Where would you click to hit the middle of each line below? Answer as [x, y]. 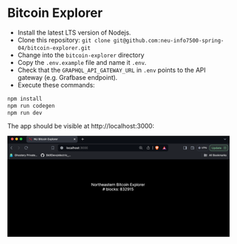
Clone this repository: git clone [64, 39]
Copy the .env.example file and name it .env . [82, 62]
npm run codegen [31, 106]
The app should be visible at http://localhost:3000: [81, 126]
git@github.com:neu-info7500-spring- [169, 40]
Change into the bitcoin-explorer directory [81, 55]
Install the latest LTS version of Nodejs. [74, 32]
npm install [25, 99]
